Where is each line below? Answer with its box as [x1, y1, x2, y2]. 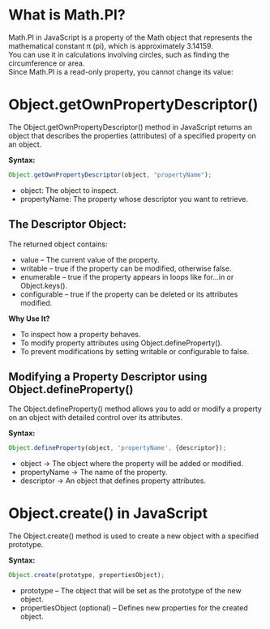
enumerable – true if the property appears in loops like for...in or [19, 272, 234, 281]
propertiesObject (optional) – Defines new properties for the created [19, 603, 249, 613]
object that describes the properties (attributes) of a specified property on [8, 131, 257, 140]
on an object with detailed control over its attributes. [8, 413, 182, 422]
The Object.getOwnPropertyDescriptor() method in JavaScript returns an [8, 122, 253, 131]
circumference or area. [8, 58, 85, 68]
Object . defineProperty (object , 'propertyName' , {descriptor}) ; [8, 444, 227, 452]
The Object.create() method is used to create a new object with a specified [8, 531, 259, 541]
